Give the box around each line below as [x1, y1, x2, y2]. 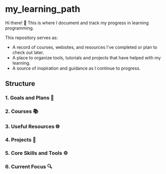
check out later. [12, 49, 44, 55]
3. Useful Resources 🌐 [5, 123, 60, 130]
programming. [5, 25, 34, 31]
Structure [5, 80, 36, 88]
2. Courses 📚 [5, 108, 39, 115]
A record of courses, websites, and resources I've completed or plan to [12, 44, 158, 50]
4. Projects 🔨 [5, 136, 36, 143]
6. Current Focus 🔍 [5, 163, 52, 170]
